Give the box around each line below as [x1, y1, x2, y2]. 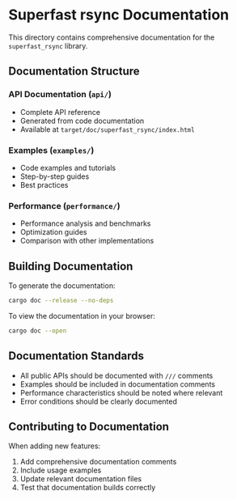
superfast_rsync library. [8, 40, 88, 50]
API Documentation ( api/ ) [8, 89, 112, 100]
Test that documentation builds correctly [19, 483, 156, 493]
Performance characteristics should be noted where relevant [19, 388, 223, 397]
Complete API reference [19, 107, 101, 117]
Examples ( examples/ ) [8, 144, 95, 155]
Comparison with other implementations [19, 236, 154, 246]
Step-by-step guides [19, 172, 90, 181]
